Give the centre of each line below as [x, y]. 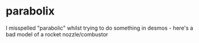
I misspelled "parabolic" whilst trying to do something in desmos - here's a [99, 28]
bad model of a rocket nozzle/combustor [57, 34]
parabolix [30, 11]
